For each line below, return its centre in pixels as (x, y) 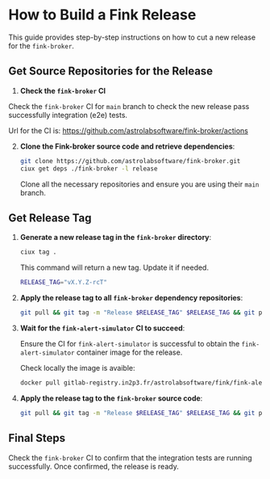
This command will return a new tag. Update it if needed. (114, 267)
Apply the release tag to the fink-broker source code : (111, 398)
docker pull (40, 382)
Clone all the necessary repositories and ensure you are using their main (139, 184)
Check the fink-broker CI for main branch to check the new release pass (129, 106)
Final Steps (37, 438)
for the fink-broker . (42, 45)
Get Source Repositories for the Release (111, 71)
